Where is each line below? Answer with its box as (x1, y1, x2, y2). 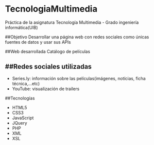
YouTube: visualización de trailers (12, 86, 80, 92)
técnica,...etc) (12, 81, 40, 86)
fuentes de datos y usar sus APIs (5, 39, 71, 45)
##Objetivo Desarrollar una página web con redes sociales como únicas (5, 34, 149, 40)
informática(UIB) (5, 24, 38, 30)
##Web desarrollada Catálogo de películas (5, 48, 90, 54)
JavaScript (12, 115, 34, 121)
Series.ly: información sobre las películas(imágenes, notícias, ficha (12, 75, 146, 81)
